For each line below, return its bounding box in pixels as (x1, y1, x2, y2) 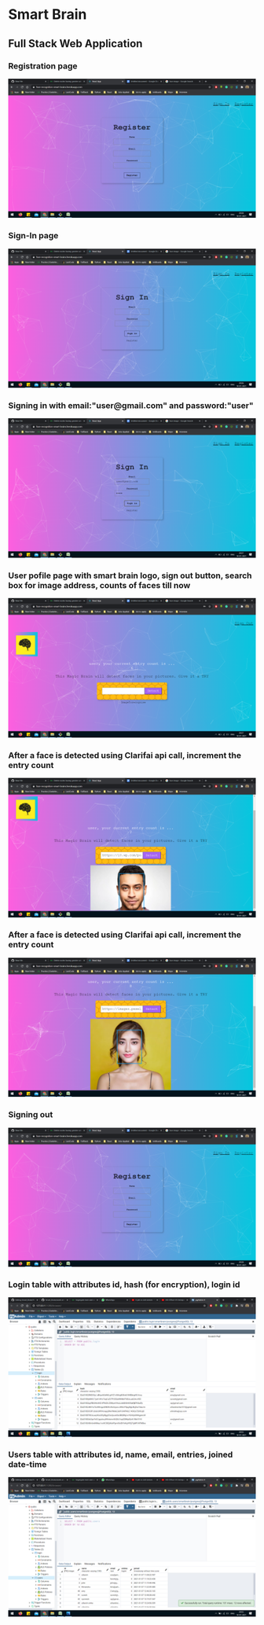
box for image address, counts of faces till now (8, 579, 191, 590)
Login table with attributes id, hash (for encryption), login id (8, 1279, 240, 1290)
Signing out (8, 1109, 53, 1120)
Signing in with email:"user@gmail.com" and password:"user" (8, 400, 254, 411)
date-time (8, 1458, 47, 1469)
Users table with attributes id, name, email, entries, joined (8, 1449, 233, 1460)
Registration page (8, 61, 78, 72)
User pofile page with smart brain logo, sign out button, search (8, 570, 253, 581)
